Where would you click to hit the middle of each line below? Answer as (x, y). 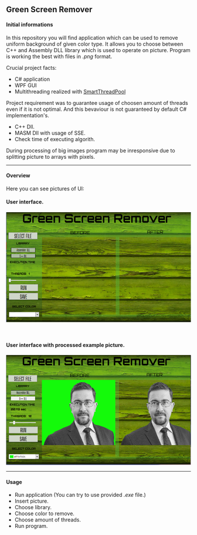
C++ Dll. (25, 127)
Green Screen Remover (49, 10)
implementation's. (28, 115)
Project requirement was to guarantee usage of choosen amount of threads (97, 103)
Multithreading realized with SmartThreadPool (70, 91)
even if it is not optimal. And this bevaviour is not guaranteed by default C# (96, 109)
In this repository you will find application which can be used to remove (92, 38)
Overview (18, 176)
